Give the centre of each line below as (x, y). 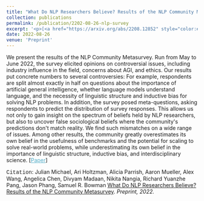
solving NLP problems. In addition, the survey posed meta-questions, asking (102, 102)
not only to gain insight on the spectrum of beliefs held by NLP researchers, (101, 115)
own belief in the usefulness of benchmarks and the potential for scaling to (100, 141)
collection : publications (39, 18)
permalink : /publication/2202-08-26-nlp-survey (68, 23)
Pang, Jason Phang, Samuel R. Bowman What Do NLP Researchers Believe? (101, 185)
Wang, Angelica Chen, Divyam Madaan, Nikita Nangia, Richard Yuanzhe (96, 179)
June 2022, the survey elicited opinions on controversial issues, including (98, 64)
